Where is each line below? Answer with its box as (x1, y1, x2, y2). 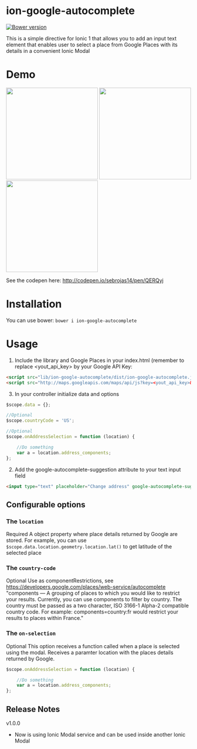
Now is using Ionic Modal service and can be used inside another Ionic (14, 731, 186, 738)
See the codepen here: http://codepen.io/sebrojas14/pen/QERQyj (6, 277, 164, 284)
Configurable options (6, 500, 86, 510)
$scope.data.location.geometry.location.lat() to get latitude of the (6, 543, 172, 550)
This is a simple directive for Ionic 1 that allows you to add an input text (6, 35, 177, 42)
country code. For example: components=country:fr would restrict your (6, 608, 179, 615)
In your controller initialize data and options (14, 390, 119, 397)
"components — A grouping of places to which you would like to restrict (6, 589, 180, 597)
